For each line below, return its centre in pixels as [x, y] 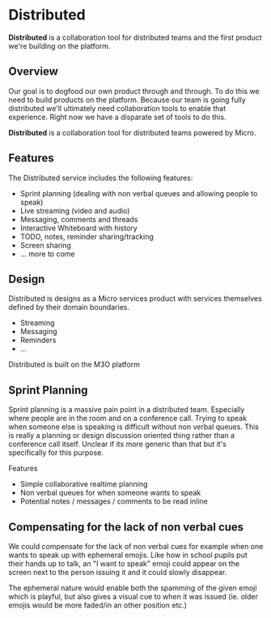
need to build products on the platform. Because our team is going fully [127, 100]
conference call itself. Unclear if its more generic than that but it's [117, 444]
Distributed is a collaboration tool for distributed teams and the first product [135, 37]
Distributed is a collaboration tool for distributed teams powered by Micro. [132, 132]
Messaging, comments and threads [79, 219]
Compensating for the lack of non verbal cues [126, 527]
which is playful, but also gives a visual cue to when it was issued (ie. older [133, 597]
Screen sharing [45, 245]
